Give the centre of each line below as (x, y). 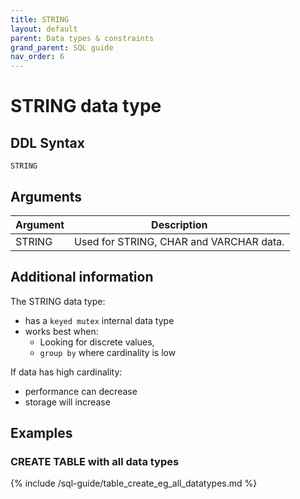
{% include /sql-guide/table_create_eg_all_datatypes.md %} (134, 483)
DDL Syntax (47, 142)
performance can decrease (81, 391)
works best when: (61, 331)
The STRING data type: (58, 301)
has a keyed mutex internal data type (99, 320)
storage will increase (67, 402)
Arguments (46, 196)
